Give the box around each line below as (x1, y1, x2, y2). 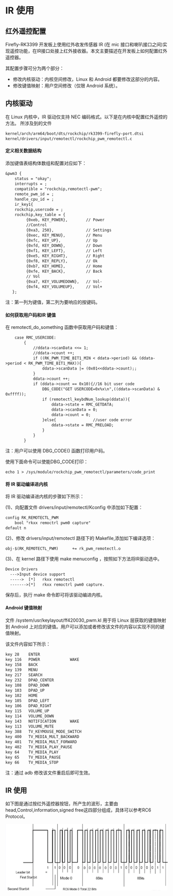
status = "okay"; (14, 176, 52, 182)
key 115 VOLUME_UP (5, 708, 50, 713)
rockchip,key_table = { (14, 212, 66, 218)
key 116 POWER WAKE (5, 657, 80, 662)
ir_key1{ (14, 202, 33, 207)
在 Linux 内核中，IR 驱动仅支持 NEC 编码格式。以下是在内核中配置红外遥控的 (5, 114, 168, 120)
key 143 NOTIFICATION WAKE (5, 718, 80, 724)
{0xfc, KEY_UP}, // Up (26, 238, 98, 243)
